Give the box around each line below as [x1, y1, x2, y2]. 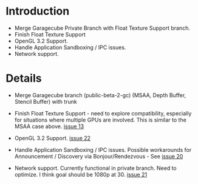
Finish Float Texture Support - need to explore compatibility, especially [14, 109, 192, 117]
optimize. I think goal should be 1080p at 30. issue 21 [14, 171, 147, 178]
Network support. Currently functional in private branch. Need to [14, 164, 177, 171]
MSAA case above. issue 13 [14, 123, 84, 130]
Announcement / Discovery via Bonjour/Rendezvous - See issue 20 [14, 152, 183, 160]
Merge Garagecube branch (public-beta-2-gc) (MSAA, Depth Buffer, [14, 91, 186, 98]
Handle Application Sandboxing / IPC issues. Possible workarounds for [14, 146, 192, 153]
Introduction [5, 4, 70, 18]
